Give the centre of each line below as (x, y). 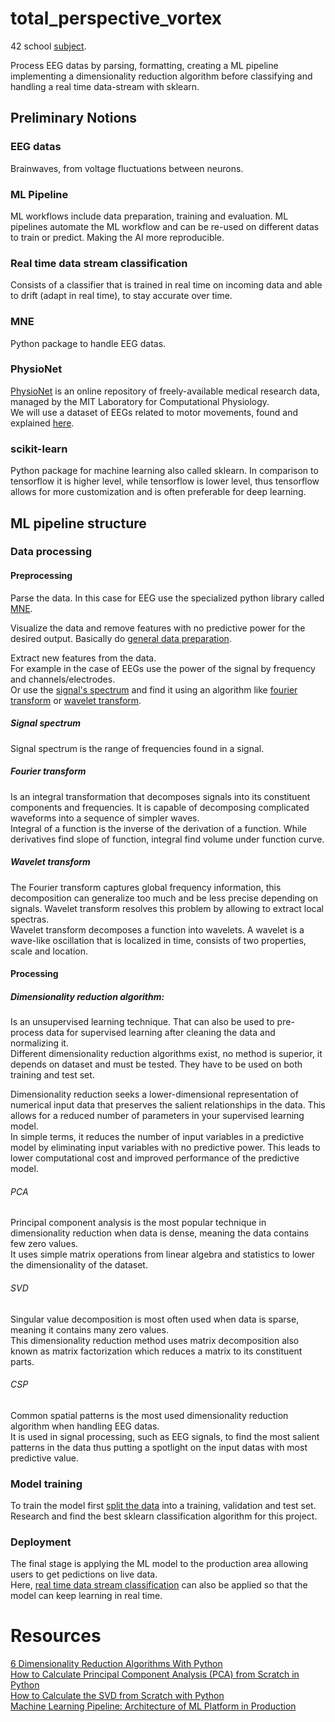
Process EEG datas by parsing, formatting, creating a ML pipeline (144, 65)
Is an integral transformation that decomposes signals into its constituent (160, 796)
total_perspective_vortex (116, 18)
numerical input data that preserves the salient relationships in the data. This (168, 1105)
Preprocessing (41, 576)
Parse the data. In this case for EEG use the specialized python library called (167, 598)
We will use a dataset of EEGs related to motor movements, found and (154, 412)
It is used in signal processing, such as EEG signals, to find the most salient (165, 1436)
